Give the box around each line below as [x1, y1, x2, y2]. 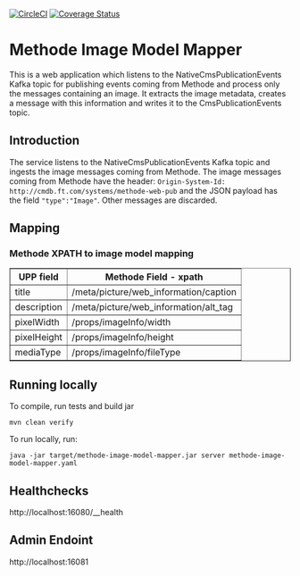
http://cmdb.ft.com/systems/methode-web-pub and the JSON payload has [9, 185, 279, 196]
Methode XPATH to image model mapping [9, 247, 195, 260]
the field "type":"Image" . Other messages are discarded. [9, 195, 218, 205]
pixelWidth [14, 316, 60, 329]
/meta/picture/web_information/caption [71, 286, 237, 298]
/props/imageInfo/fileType [71, 346, 181, 359]
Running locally [9, 377, 98, 392]
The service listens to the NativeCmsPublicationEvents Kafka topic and [9, 156, 271, 167]
